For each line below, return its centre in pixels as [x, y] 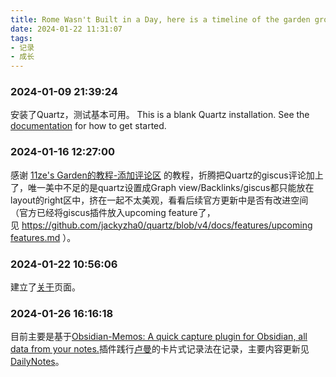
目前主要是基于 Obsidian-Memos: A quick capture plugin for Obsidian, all [159, 337]
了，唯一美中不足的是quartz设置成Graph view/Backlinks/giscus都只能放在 [162, 187]
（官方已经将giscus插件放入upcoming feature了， [113, 212]
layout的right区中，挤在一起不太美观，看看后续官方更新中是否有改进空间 [159, 200]
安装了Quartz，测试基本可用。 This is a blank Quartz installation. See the [160, 115]
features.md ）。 [43, 237]
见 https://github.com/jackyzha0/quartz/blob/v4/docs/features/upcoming [161, 225]
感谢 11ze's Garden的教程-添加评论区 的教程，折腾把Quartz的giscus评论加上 [167, 175]
